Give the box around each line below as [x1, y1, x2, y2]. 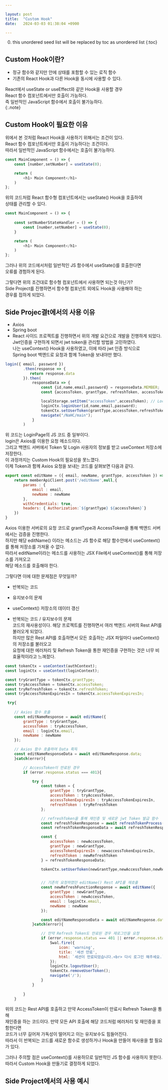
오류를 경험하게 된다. [5, 269, 45, 275]
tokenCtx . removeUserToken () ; [49, 968, 111, 974]
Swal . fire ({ [49, 940, 75, 945]
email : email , [31, 487, 64, 492]
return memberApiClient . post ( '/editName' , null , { [14, 478, 117, 483]
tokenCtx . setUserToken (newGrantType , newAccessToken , [40, 867, 153, 872]
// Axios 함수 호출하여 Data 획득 [14, 747, 77, 752]
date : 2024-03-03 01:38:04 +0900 [5, 21, 79, 26]
